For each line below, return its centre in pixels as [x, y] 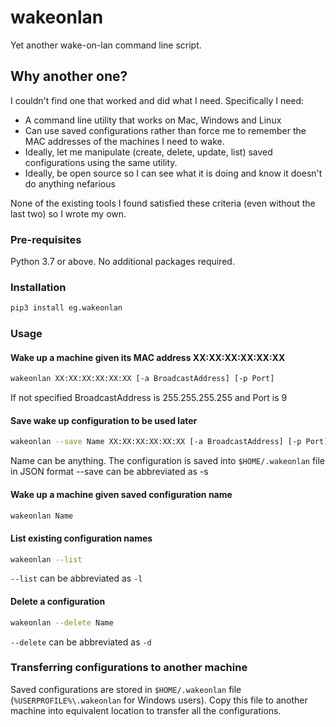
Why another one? [69, 76]
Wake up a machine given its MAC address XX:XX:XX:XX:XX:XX [148, 357]
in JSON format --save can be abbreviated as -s [109, 472]
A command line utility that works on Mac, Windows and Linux [153, 120]
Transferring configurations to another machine [129, 668]
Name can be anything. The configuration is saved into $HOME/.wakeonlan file [168, 461]
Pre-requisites [46, 239]
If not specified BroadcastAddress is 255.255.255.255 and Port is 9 [149, 398]
